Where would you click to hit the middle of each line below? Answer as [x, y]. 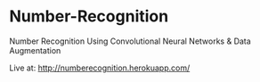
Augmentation [35, 50]
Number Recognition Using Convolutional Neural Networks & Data [130, 41]
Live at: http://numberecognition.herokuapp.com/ [100, 68]
